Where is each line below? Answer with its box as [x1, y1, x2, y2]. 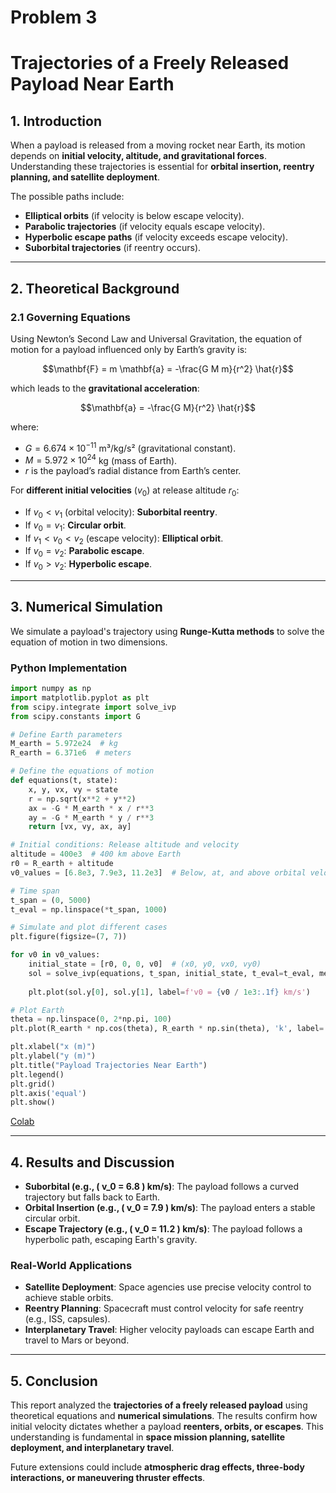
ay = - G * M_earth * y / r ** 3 [28, 812, 155, 823]
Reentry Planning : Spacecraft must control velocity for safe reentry [24, 1302, 304, 1315]
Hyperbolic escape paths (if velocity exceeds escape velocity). [24, 231, 288, 243]
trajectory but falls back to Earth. [24, 1191, 161, 1203]
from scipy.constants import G [10, 711, 141, 721]
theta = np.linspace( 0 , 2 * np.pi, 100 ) [10, 1014, 172, 1025]
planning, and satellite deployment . [10, 171, 160, 183]
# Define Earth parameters [10, 729, 123, 740]
